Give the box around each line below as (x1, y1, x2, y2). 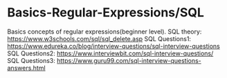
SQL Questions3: (7, 56, 55, 64)
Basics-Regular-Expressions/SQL (7, 5, 204, 21)
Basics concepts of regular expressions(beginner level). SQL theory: (7, 27, 202, 36)
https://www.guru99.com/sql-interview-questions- (56, 56, 202, 64)
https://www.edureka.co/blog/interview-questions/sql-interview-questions (7, 42, 220, 50)
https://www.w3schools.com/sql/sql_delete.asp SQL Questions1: (7, 34, 192, 42)
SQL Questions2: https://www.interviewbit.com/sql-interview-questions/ (7, 49, 214, 57)
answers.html (7, 64, 46, 72)
